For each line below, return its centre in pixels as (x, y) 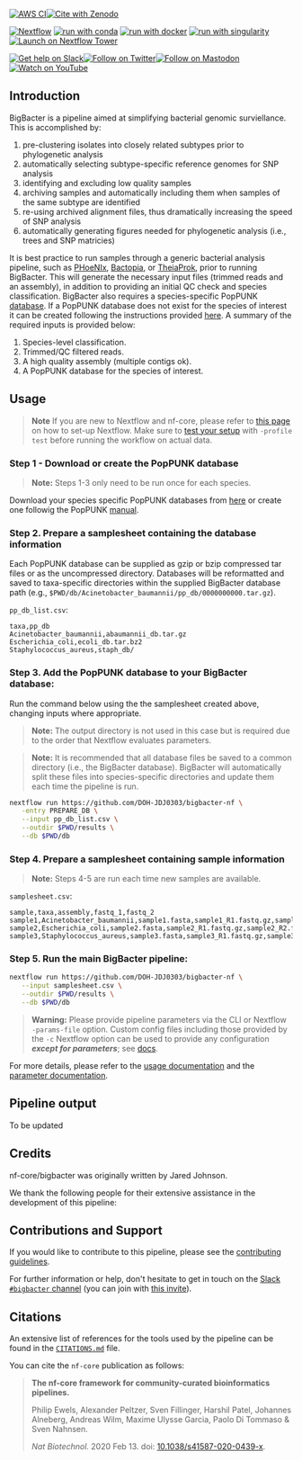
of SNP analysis (52, 221)
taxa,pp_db (30, 627)
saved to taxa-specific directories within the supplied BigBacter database (145, 583)
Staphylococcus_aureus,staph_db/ (72, 650)
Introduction (45, 96)
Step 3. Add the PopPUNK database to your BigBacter (129, 673)
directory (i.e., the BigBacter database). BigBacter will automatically (156, 767)
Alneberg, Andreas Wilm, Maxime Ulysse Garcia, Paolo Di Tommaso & (160, 1420)
